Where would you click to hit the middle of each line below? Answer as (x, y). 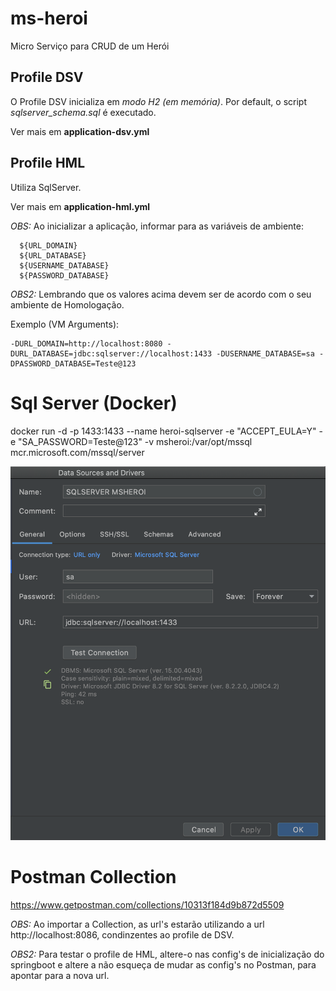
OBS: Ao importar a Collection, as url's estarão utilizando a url (137, 924)
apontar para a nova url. (60, 976)
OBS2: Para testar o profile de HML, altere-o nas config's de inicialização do (167, 954)
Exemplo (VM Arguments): (65, 324)
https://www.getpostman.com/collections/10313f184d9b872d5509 (147, 905)
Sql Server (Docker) (94, 403)
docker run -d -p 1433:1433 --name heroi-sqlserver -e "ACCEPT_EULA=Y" (163, 431)
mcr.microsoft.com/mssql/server (77, 452)
